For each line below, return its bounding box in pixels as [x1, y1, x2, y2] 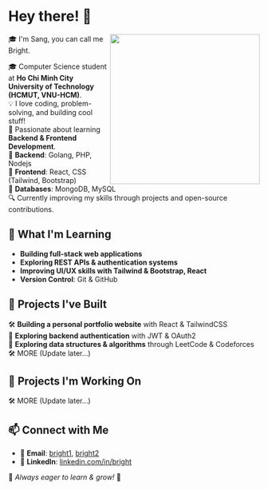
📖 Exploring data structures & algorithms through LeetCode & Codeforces [8, 339, 254, 349]
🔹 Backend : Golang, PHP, [8, 149, 93, 159]
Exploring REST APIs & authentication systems [19, 257, 178, 267]
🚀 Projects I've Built [8, 297, 108, 311]
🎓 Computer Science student [8, 62, 108, 71]
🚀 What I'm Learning [8, 228, 112, 241]
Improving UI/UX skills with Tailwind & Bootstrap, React [19, 265, 207, 275]
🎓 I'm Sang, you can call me [8, 34, 104, 43]
